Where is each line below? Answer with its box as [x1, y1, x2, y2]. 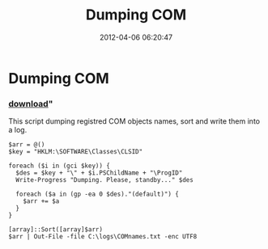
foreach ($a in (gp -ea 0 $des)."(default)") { [15, 190, 180, 199]
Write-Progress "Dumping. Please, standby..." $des [15, 176, 194, 184]
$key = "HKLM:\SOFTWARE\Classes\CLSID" [8, 148, 143, 156]
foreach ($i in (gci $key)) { [8, 162, 111, 171]
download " [8, 98, 53, 109]
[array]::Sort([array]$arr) [8, 226, 104, 234]
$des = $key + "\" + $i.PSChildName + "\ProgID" [15, 169, 183, 177]
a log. [8, 125, 28, 135]
